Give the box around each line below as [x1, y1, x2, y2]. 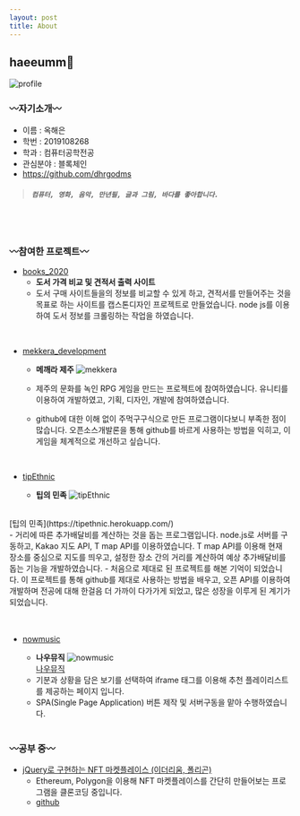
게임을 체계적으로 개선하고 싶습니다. [35, 436, 161, 447]
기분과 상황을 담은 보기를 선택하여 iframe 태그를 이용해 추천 [35, 674, 244, 685]
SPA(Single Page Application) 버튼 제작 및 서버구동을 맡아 [35, 697, 243, 707]
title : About [9, 22, 58, 30]
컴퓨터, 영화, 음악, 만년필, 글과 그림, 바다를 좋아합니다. [30, 190, 219, 200]
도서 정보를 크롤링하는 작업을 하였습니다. [52, 310, 194, 321]
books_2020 [21, 265, 69, 276]
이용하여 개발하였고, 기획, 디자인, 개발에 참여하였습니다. [35, 394, 230, 404]
